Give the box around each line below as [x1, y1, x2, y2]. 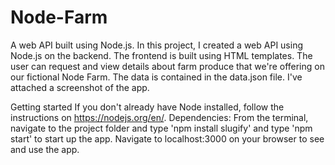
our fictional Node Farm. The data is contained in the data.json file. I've [10, 71, 303, 83]
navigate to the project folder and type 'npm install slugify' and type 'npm [10, 122, 313, 134]
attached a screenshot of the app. [10, 81, 150, 93]
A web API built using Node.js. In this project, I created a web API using [10, 39, 303, 51]
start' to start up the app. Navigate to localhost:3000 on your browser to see [10, 132, 325, 145]
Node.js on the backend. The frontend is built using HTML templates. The [10, 49, 313, 61]
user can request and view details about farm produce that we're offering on [10, 60, 325, 72]
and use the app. [10, 143, 80, 155]
